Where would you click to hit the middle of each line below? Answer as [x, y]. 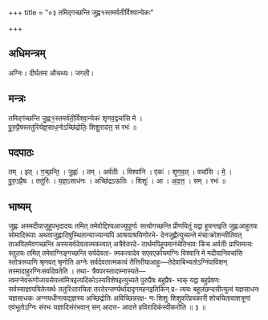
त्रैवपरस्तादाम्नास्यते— [118, 271]
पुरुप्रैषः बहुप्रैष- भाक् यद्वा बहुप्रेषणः [180, 280]
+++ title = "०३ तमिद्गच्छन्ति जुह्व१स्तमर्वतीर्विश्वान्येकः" [81, 12]
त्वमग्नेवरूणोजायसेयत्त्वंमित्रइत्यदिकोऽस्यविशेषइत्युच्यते [73, 280]
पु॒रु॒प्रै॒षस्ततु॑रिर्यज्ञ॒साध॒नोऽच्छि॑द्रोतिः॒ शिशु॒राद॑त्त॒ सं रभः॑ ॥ [73, 127]
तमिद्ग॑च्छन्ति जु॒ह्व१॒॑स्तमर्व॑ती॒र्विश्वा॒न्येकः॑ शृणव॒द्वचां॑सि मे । [75, 118]
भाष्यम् [20, 207]
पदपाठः [21, 153]
